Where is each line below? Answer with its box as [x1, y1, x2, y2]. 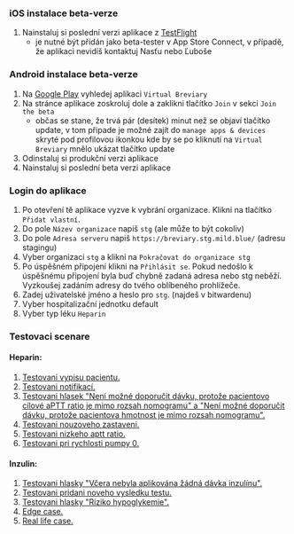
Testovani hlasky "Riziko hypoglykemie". [21, 497, 170, 507]
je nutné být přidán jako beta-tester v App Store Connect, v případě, [35, 36, 284, 47]
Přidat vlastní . [21, 214, 81, 224]
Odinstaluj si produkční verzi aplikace [21, 153, 159, 163]
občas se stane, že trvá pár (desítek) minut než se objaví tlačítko [35, 114, 271, 126]
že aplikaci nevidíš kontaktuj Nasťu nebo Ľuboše [35, 46, 213, 57]
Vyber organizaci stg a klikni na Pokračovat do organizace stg [21, 251, 251, 262]
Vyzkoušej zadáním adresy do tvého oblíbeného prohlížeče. [21, 279, 241, 290]
